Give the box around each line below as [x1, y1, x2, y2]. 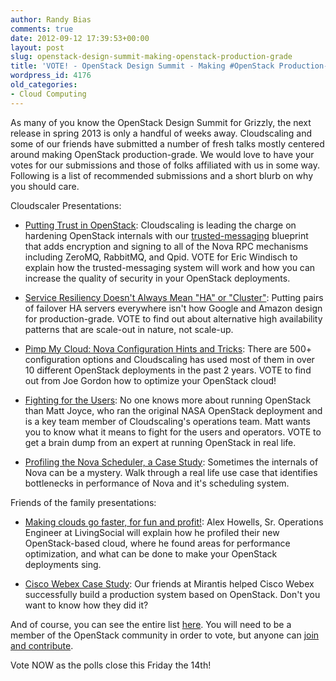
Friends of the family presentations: [10, 496, 157, 508]
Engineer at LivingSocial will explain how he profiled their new [24, 526, 280, 538]
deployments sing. [24, 558, 102, 570]
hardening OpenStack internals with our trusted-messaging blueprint [24, 229, 309, 241]
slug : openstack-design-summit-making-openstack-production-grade [10, 52, 293, 62]
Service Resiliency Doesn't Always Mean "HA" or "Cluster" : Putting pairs [24, 291, 324, 303]
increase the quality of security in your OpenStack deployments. [24, 272, 291, 284]
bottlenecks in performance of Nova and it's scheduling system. [24, 477, 290, 489]
